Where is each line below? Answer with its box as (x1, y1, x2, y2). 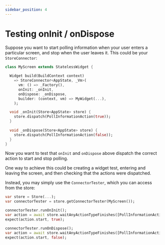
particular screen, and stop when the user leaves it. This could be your (5, 49, 148, 55)
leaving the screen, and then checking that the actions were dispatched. (5, 170, 151, 176)
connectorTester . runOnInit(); (5, 208, 67, 213)
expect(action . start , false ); (5, 235, 67, 240)
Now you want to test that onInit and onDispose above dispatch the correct (5, 150, 157, 156)
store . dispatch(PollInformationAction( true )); (14, 114, 111, 119)
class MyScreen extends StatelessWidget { (5, 64, 93, 69)
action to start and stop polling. (5, 155, 68, 162)
